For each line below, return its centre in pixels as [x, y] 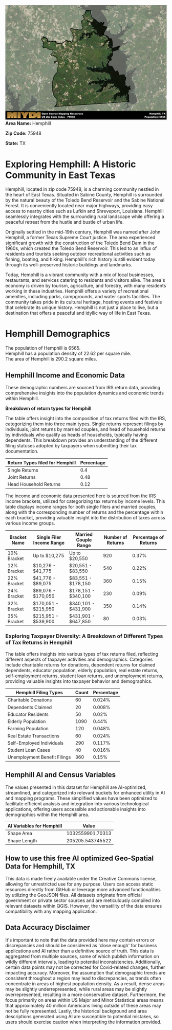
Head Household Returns [34, 484]
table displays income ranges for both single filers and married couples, [81, 507]
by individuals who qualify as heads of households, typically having [76, 435]
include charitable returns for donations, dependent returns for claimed [80, 665]
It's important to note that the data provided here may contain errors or [80, 940]
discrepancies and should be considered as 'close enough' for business [81, 945]
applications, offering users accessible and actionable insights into [76, 809]
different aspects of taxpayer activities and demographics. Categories [79, 659]
